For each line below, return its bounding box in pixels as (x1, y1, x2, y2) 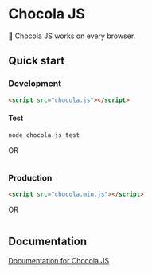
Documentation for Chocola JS (8, 255, 110, 265)
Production (8, 172, 53, 183)
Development (8, 78, 62, 89)
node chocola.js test (8, 131, 80, 139)
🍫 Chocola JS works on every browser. (8, 31, 136, 41)
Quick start (8, 54, 65, 68)
